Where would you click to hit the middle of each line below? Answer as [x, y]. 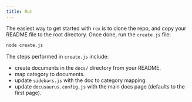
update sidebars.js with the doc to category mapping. [81, 80]
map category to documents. [50, 74]
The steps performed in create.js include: [58, 56]
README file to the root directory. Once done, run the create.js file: [89, 34]
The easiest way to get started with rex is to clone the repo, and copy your [96, 28]
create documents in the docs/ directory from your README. [88, 67]
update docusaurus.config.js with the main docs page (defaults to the [100, 86]
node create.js [25, 45]
